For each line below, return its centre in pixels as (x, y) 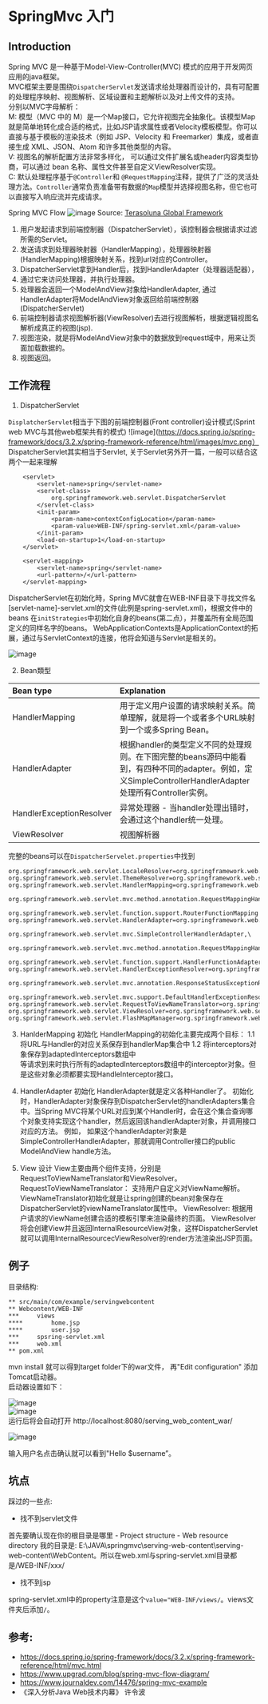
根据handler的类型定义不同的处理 (182, 744)
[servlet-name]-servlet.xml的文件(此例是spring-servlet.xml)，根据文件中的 (130, 607)
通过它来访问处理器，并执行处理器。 (79, 279)
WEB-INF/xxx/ (41, 1566)
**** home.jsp (44, 1323)
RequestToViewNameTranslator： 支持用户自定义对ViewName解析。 (132, 1188)
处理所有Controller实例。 (166, 792)
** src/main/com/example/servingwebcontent (82, 1301)
